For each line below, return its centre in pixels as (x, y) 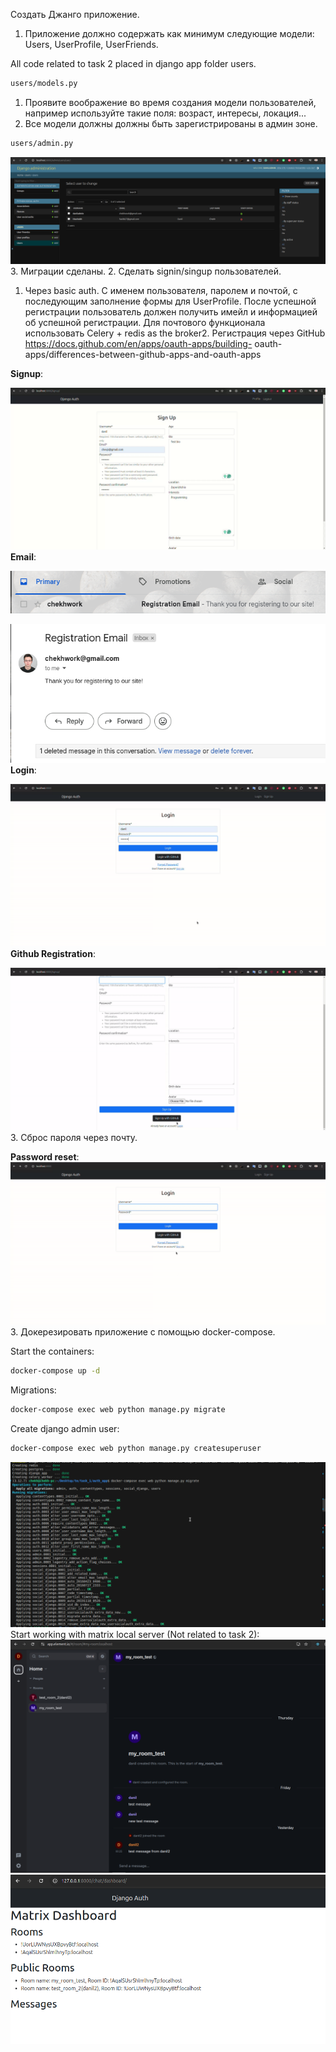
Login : (23, 770)
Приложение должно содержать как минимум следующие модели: (169, 33)
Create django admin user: (65, 1428)
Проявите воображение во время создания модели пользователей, (170, 102)
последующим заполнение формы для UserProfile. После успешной (170, 301)
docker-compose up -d (55, 1370)
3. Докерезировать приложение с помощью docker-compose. (143, 1331)
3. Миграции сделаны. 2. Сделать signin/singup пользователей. (146, 271)
